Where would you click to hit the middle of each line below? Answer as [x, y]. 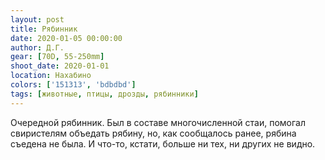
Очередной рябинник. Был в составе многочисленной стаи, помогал [158, 122]
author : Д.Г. [37, 47]
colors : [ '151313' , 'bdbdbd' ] [73, 85]
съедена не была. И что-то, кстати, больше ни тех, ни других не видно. [163, 143]
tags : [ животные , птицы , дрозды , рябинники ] [104, 94]
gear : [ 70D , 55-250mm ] [57, 57]
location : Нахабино [51, 76]
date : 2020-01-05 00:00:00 [66, 38]
